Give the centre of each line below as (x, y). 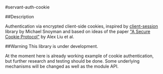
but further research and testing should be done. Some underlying (72, 61)
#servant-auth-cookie (28, 7)
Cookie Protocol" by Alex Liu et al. (40, 37)
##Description (20, 17)
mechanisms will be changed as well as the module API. (62, 66)
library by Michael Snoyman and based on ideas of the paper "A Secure (78, 31)
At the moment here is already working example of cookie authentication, (80, 56)
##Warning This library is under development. (52, 46)
